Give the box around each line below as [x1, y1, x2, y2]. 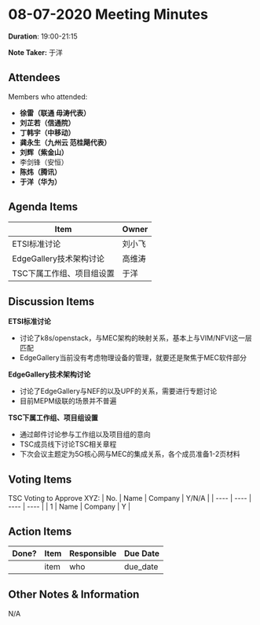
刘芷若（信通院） [19, 118, 75, 127]
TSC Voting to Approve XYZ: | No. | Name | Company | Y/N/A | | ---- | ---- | [8, 494, 252, 503]
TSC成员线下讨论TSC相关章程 [19, 439, 117, 449]
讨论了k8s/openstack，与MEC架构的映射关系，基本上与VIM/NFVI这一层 [19, 333, 253, 343]
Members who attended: [8, 92, 88, 101]
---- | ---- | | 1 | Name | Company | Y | [8, 502, 131, 512]
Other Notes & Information [8, 588, 140, 601]
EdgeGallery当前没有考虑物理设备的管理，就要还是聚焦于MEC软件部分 [19, 353, 247, 362]
